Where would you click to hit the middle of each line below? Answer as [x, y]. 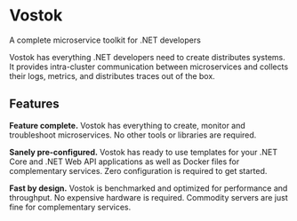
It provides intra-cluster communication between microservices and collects [149, 67]
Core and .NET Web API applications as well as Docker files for [124, 162]
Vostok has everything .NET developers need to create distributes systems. [148, 57]
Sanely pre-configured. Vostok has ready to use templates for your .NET [144, 152]
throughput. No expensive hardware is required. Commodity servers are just [148, 197]
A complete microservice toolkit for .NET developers [105, 40]
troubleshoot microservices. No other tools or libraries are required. [133, 135]
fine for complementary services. [70, 207]
